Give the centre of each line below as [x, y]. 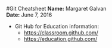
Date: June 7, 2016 [29, 15]
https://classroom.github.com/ [61, 33]
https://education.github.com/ [60, 39]
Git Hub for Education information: [57, 26]
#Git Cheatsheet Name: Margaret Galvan [56, 9]
